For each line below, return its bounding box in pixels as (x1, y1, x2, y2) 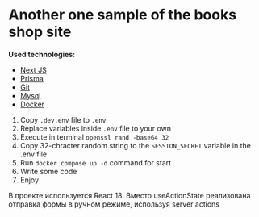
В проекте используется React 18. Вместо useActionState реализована (8, 190, 251, 200)
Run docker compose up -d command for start (19, 157, 172, 167)
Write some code (19, 166, 77, 176)
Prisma (19, 73, 44, 83)
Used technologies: (8, 49, 76, 59)
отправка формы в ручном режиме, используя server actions (8, 199, 220, 209)
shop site (8, 23, 72, 41)
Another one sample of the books (8, 6, 236, 24)
